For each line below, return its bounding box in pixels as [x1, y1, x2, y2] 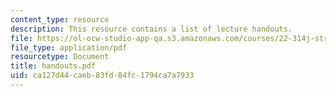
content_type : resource [10, 14, 110, 25]
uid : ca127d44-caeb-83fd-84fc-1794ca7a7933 [10, 71, 195, 81]
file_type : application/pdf [10, 42, 128, 53]
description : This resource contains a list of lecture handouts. [10, 24, 293, 34]
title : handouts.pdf [10, 61, 97, 71]
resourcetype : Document [10, 52, 110, 62]
